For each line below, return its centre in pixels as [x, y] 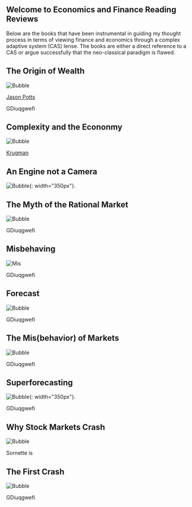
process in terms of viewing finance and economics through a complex [93, 40]
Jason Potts [21, 97]
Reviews [22, 19]
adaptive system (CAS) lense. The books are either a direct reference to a [96, 46]
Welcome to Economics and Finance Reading [91, 10]
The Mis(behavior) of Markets [63, 338]
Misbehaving [31, 249]
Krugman [17, 153]
